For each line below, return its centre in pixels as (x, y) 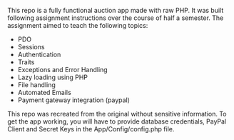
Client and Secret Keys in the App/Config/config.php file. (91, 129)
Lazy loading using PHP (52, 77)
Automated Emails (44, 92)
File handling (36, 85)
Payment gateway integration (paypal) (74, 100)
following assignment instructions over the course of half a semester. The (116, 18)
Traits (26, 62)
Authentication (39, 54)
